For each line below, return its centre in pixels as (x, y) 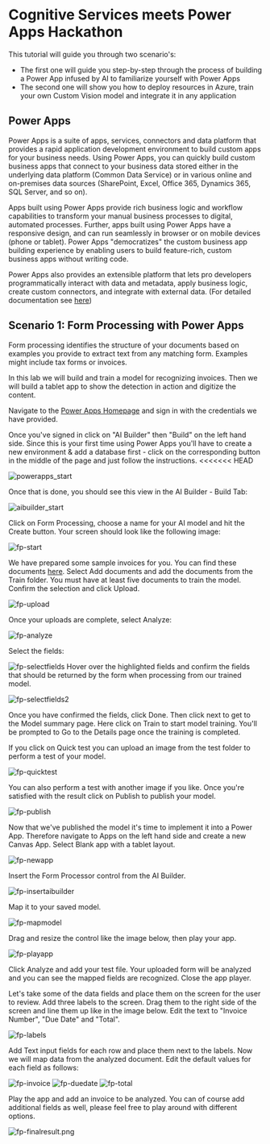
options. (22, 1116)
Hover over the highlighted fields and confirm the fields (158, 666)
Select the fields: (36, 651)
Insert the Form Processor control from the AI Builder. (97, 876)
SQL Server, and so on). (48, 192)
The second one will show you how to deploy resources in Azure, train (137, 87)
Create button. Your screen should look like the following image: (115, 531)
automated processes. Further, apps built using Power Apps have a (120, 224)
